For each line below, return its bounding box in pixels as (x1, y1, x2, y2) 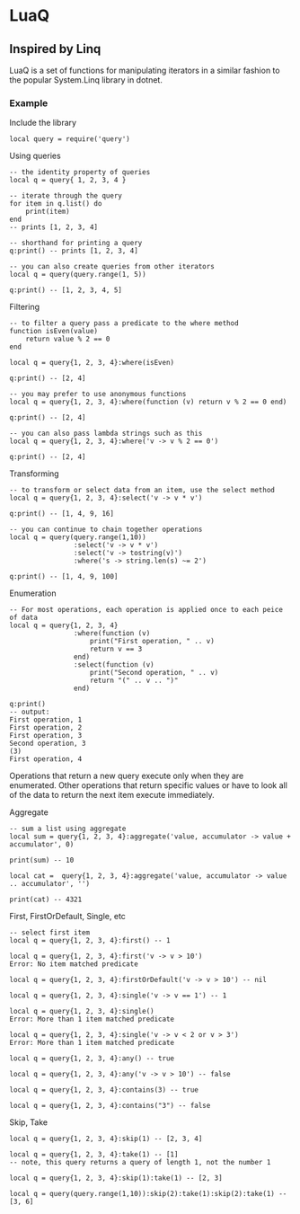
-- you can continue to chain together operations (9, 525, 203, 535)
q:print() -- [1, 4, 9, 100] (9, 572, 119, 581)
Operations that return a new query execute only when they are (9, 770, 244, 782)
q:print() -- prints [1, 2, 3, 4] (9, 246, 139, 256)
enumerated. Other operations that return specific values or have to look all (9, 780, 287, 791)
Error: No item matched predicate (9, 960, 139, 969)
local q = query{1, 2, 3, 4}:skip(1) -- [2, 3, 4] (9, 1134, 203, 1144)
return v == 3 (89, 644, 143, 654)
